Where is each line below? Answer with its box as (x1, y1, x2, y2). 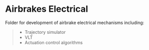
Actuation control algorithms (24, 39, 83, 45)
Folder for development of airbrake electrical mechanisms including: (5, 20, 145, 25)
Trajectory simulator (24, 29, 66, 35)
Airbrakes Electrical (5, 3, 88, 15)
